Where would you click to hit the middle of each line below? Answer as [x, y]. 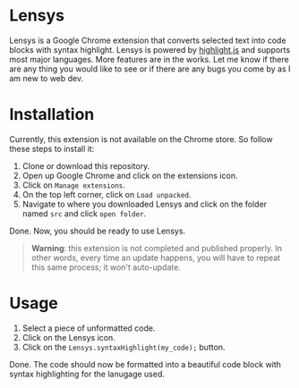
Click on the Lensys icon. [69, 337]
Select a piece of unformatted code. [89, 328]
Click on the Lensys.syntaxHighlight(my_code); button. [124, 347]
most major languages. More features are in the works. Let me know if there [149, 59]
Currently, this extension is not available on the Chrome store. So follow [141, 139]
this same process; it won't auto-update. [106, 267]
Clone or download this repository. [86, 165]
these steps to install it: [52, 148]
